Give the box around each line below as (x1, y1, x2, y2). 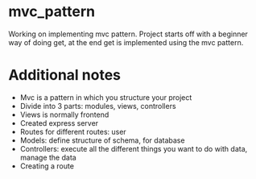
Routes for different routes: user (19, 127, 126, 136)
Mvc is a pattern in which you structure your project (19, 92, 192, 102)
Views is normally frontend (19, 110, 109, 119)
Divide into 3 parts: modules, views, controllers (19, 101, 176, 110)
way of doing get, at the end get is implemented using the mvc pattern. (8, 37, 244, 47)
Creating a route (19, 160, 75, 171)
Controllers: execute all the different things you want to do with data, (19, 144, 248, 153)
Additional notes (8, 66, 122, 85)
